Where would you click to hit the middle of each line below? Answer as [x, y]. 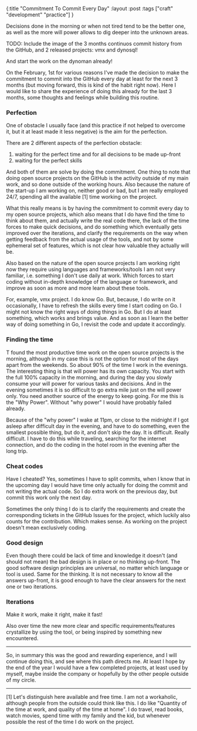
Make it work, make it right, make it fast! [54, 614]
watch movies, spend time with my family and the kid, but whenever [88, 716]
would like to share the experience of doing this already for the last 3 [89, 91]
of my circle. [21, 680]
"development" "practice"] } [40, 15]
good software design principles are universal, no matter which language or [98, 568]
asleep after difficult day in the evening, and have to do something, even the [98, 426]
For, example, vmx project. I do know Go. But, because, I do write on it [91, 300]
